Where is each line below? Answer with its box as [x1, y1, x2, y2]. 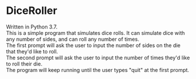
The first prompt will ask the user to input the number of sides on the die [6, 42, 181, 49]
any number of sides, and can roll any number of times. [6, 35, 139, 42]
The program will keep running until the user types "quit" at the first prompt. [6, 66, 190, 73]
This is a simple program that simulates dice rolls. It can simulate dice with [6, 29, 185, 36]
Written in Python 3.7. [6, 23, 57, 30]
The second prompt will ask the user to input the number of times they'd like [6, 54, 190, 61]
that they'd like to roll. [6, 48, 59, 55]
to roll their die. [6, 60, 43, 67]
